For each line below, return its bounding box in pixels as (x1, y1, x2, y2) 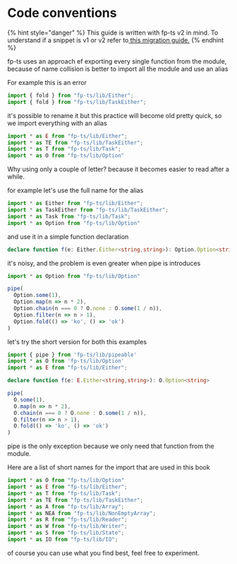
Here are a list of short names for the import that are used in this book (7, 463, 210, 471)
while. (7, 172, 25, 181)
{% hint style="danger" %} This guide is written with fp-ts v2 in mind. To (7, 28, 219, 37)
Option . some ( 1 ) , (13, 292, 61, 299)
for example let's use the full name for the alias (7, 186, 144, 195)
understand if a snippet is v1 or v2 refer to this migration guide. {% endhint (7, 35, 224, 44)
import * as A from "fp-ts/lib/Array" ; (7, 503, 125, 510)
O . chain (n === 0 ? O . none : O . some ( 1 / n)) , (13, 409, 147, 416)
